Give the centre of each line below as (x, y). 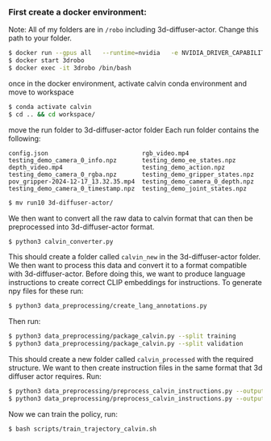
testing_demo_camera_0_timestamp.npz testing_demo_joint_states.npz (128, 188)
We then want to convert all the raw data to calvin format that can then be (131, 218)
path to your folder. (40, 38)
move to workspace (41, 92)
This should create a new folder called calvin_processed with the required (131, 359)
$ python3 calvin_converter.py (61, 241)
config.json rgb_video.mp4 (99, 153)
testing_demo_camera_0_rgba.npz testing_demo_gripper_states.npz (131, 174)
